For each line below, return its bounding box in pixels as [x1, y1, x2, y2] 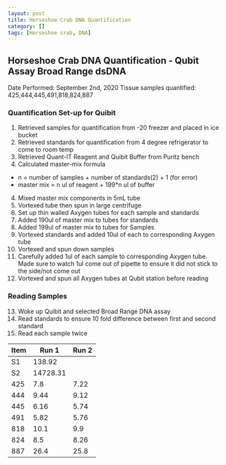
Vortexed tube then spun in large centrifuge [17, 201, 142, 209]
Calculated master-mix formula [17, 160, 106, 168]
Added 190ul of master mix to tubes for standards [17, 216, 159, 224]
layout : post [8, 10, 45, 17]
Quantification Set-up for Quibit [8, 108, 116, 117]
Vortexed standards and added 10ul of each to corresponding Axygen [17, 231, 215, 239]
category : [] [8, 23, 45, 30]
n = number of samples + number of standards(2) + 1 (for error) [17, 173, 198, 182]
